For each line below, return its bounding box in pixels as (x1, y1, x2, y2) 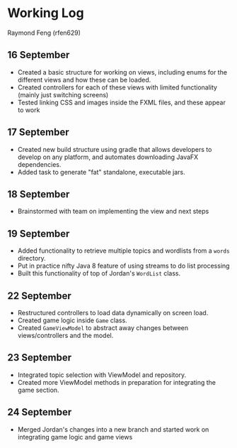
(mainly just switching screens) (17, 90, 109, 99)
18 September (7, 188, 70, 200)
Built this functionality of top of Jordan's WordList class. (17, 269, 181, 278)
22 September (7, 290, 72, 302)
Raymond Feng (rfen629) (7, 28, 81, 37)
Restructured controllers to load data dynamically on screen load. (17, 309, 209, 317)
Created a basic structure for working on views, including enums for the (17, 67, 228, 76)
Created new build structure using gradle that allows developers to (17, 145, 212, 153)
